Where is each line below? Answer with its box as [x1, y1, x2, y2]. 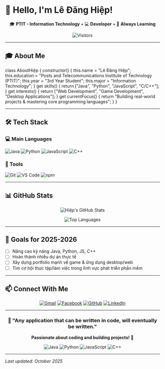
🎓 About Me [5, 52, 45, 60]
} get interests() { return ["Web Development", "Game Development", [5, 88, 144, 94]
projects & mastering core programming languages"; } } [5, 98, 117, 105]
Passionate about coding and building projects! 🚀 [31, 334, 134, 341]
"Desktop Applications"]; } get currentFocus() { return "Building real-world [5, 93, 156, 99]
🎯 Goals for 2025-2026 [5, 235, 77, 244]
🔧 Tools [5, 161, 23, 168]
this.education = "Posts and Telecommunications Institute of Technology [5, 72, 152, 78]
